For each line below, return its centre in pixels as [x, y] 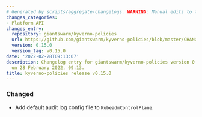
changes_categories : [32, 17]
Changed [20, 94]
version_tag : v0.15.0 [39, 51]
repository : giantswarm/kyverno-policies [64, 34]
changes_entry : [25, 28]
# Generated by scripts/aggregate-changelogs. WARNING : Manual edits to [99, 12]
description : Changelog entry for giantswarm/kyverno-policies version [98, 62]
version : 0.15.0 [32, 46]
